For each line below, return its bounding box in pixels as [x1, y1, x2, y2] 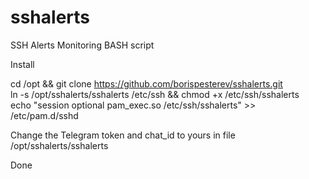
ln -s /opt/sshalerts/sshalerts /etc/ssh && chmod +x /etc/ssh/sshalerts [10, 88, 300, 100]
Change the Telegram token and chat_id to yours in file [10, 129, 236, 141]
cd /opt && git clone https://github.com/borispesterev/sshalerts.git [10, 77, 283, 90]
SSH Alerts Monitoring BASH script [10, 39, 155, 51]
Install [10, 58, 35, 70]
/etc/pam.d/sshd [10, 109, 79, 121]
